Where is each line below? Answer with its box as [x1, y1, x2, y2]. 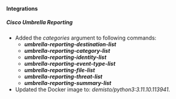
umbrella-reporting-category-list [24, 47, 110, 54]
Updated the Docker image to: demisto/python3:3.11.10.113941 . [15, 86, 171, 93]
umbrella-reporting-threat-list [24, 73, 103, 80]
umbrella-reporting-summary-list [24, 79, 112, 86]
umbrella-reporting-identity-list [24, 53, 107, 61]
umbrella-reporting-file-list [24, 66, 95, 73]
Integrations [6, 5, 38, 12]
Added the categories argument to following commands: [15, 34, 157, 41]
